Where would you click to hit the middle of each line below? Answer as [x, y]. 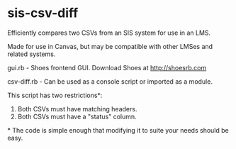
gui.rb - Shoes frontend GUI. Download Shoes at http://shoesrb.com [107, 67]
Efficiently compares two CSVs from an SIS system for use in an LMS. [109, 33]
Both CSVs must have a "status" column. [77, 116]
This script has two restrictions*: [55, 95]
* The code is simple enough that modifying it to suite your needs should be [118, 130]
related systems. [32, 54]
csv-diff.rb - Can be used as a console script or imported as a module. [110, 81]
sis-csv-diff [43, 13]
